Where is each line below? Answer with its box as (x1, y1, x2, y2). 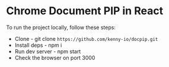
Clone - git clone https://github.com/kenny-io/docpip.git (14, 35, 158, 42)
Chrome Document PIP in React (6, 4, 164, 18)
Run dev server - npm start (14, 47, 81, 55)
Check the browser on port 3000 (14, 54, 95, 61)
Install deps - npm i (14, 42, 62, 49)
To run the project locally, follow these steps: (6, 24, 116, 31)
